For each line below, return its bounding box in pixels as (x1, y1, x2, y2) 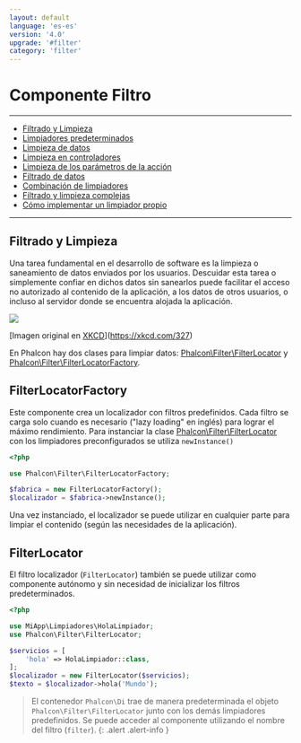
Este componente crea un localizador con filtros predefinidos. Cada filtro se (9, 406, 289, 417)
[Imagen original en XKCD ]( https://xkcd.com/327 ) (9, 329, 193, 341)
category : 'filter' (9, 47, 82, 56)
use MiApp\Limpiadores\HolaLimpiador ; (9, 621, 154, 631)
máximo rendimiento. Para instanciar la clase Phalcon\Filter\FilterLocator (9, 425, 278, 436)
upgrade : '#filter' (9, 38, 82, 48)
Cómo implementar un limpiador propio (21, 199, 168, 211)
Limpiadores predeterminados (21, 133, 134, 144)
